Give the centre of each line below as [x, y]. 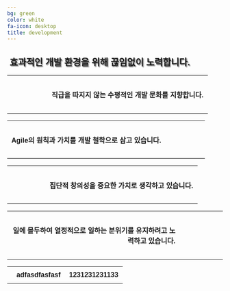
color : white [26, 20]
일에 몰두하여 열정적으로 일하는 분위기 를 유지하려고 [90, 231]
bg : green [21, 13]
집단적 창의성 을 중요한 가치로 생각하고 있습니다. [121, 186]
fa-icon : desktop [32, 26]
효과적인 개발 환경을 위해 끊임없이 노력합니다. [100, 62]
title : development [35, 33]
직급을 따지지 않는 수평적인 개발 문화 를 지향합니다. [127, 95]
